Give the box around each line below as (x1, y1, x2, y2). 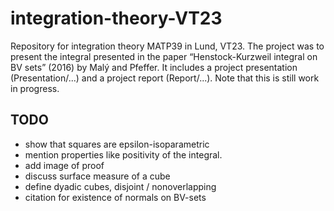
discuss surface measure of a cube (24, 170, 171, 182)
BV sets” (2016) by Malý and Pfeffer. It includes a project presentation (10, 61, 298, 73)
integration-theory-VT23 (10, 7, 223, 30)
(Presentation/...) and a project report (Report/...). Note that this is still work (10, 72, 320, 84)
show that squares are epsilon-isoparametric (24, 138, 210, 150)
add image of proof (24, 159, 105, 171)
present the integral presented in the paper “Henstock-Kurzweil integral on (10, 50, 318, 62)
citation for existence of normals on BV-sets (24, 191, 207, 203)
